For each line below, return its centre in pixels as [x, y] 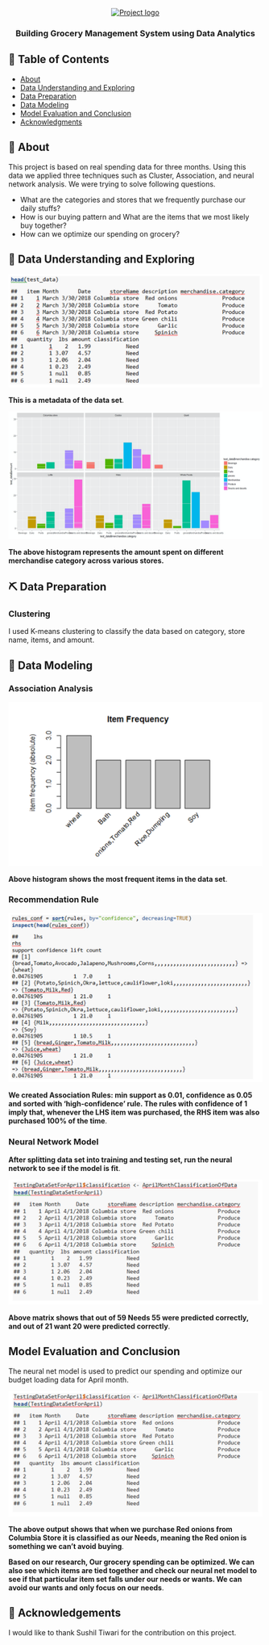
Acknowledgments [51, 122]
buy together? [43, 225]
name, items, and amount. [52, 640]
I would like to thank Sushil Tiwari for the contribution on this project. [122, 1632]
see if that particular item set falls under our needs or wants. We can [125, 1579]
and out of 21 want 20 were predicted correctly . [89, 1326]
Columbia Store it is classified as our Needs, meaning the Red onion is [128, 1538]
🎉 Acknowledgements [65, 1613]
